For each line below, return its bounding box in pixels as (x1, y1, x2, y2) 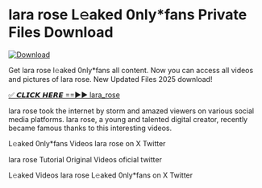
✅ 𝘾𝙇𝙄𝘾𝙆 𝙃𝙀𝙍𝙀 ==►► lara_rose (8, 90, 121, 100)
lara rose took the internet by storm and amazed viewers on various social (8, 106, 255, 116)
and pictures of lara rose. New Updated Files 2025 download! (8, 74, 213, 84)
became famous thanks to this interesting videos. (8, 123, 172, 133)
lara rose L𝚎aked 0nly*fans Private (8, 6, 247, 24)
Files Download (8, 23, 114, 42)
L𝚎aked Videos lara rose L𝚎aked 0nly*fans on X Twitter (8, 170, 193, 180)
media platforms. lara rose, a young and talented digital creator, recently (8, 114, 248, 124)
